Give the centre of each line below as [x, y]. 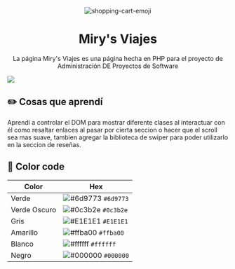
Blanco [22, 244]
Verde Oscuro [34, 209]
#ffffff [103, 244]
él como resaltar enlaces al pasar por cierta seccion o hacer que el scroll [112, 130]
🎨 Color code [36, 167]
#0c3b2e [115, 210]
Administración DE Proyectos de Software [118, 66]
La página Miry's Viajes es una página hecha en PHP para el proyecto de [118, 58]
